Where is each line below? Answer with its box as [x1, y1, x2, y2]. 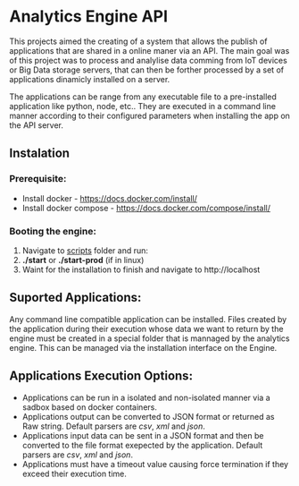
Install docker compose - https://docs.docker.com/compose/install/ [21, 202, 270, 213]
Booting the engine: [9, 225, 96, 237]
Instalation [9, 146, 70, 161]
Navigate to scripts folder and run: [21, 244, 149, 256]
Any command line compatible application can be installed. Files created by [9, 313, 287, 324]
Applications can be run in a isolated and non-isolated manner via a [21, 392, 270, 403]
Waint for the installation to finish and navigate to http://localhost [21, 264, 261, 275]
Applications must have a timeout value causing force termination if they [21, 458, 288, 469]
